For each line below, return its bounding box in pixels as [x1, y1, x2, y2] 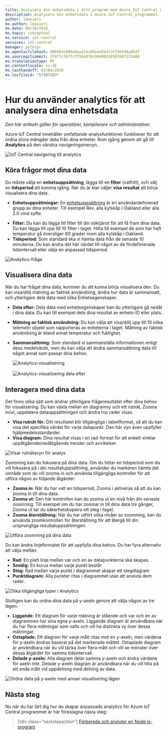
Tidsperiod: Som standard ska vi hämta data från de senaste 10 [12, 236, 144, 242]
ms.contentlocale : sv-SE [5, 63, 57, 68]
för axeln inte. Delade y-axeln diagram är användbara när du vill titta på [12, 661, 159, 667]
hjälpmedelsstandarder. [12, 429, 61, 436]
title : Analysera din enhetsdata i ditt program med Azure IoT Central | [5, 7, 162, 13]
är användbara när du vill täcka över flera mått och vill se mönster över [12, 645, 158, 651]
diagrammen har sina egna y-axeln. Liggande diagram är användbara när [12, 618, 163, 624]
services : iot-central [5, 40, 52, 45]
